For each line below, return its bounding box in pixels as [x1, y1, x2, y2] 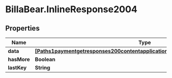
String [35, 64, 50, 71]
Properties [5, 24, 40, 33]
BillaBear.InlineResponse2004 [5, 4, 138, 15]
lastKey [8, 64, 27, 71]
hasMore [8, 56, 30, 63]
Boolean [35, 56, 56, 63]
